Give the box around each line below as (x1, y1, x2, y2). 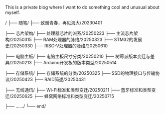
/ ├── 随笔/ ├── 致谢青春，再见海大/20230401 (5, 20, 103, 25)
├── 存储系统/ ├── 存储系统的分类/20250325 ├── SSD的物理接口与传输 (5, 70, 156, 76)
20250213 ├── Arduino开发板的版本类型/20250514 (11, 60, 117, 65)
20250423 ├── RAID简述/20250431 (11, 77, 86, 82)
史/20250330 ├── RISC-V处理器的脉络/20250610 (5, 43, 108, 49)
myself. (5, 9, 20, 15)
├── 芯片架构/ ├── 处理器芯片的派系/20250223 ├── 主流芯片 (5, 30, 134, 36)
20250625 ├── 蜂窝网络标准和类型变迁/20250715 (11, 93, 114, 99)
